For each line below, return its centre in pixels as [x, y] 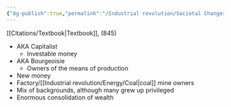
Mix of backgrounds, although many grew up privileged [95, 90]
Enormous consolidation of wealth [65, 97]
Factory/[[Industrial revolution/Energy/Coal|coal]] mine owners [105, 82]
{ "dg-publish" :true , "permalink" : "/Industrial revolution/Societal [104, 13]
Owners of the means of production [78, 68]
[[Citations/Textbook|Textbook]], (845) [62, 33]
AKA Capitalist [37, 46]
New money [33, 75]
